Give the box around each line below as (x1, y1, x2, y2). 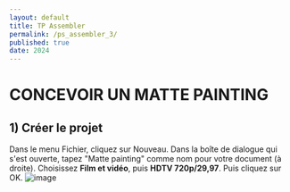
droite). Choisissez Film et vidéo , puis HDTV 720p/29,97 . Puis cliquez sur (9, 163, 282, 174)
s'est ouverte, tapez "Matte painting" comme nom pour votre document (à (9, 154, 282, 164)
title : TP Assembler (9, 21, 87, 30)
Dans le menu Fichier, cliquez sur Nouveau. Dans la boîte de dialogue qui (9, 144, 278, 154)
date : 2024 (9, 46, 50, 55)
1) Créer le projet (9, 120, 104, 135)
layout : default (9, 13, 70, 22)
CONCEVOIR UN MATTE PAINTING (9, 85, 269, 105)
